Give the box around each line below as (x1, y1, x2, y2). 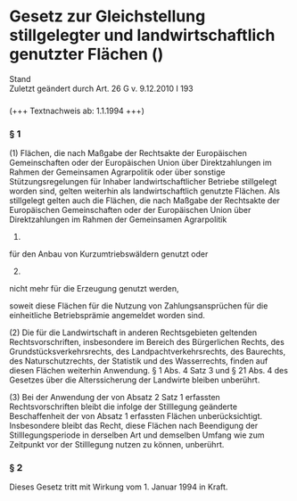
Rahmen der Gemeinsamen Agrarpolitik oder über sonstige (9, 167, 226, 177)
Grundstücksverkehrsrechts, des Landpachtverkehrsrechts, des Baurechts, (9, 346, 286, 357)
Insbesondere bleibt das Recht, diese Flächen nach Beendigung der (9, 421, 259, 431)
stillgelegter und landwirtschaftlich (9, 25, 276, 45)
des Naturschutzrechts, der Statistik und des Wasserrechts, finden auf (9, 356, 268, 366)
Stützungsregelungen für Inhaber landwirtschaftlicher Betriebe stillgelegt (9, 177, 277, 187)
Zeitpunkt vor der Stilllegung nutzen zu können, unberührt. (9, 439, 225, 450)
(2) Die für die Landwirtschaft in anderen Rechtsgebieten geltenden (9, 327, 258, 338)
